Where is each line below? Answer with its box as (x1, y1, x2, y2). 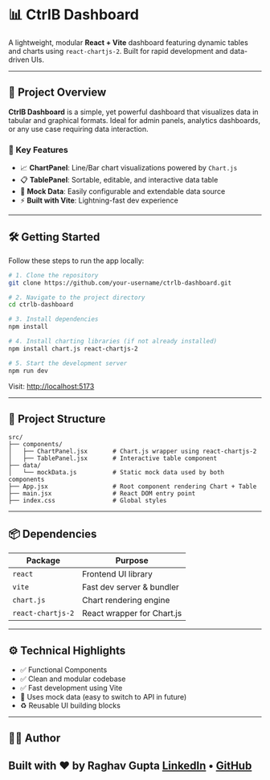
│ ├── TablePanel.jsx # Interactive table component (8, 454, 218, 462)
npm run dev (8, 367, 48, 375)
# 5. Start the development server (8, 359, 128, 367)
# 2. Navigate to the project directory (8, 294, 146, 302)
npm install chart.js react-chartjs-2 (8, 344, 138, 353)
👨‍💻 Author (8, 732, 61, 745)
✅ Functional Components (19, 665, 108, 675)
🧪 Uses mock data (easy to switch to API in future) (19, 692, 187, 702)
